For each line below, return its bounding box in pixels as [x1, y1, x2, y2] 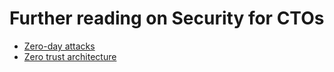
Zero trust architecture [23, 50, 117, 62]
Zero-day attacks [23, 40, 96, 52]
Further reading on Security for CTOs [9, 7, 325, 30]
